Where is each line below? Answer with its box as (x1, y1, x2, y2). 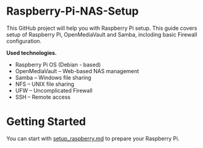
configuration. (6, 37, 41, 44)
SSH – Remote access (15, 93, 71, 100)
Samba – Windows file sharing (15, 74, 91, 81)
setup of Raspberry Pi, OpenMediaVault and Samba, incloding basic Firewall (6, 30, 198, 38)
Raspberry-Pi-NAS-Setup (6, 4, 139, 18)
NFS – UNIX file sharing (15, 80, 74, 88)
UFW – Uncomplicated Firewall (15, 86, 93, 94)
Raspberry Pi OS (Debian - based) (15, 61, 101, 68)
